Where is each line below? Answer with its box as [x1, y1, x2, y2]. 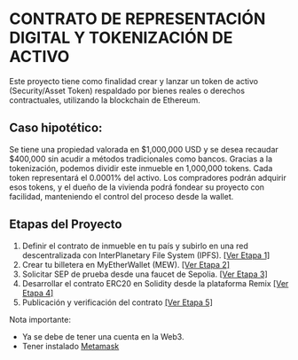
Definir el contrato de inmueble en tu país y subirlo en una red [21, 240, 248, 251]
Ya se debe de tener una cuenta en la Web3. [21, 331, 184, 341]
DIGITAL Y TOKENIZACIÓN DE [9, 27, 233, 48]
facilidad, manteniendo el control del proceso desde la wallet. [9, 191, 234, 201]
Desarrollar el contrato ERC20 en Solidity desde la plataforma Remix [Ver [21, 278, 289, 288]
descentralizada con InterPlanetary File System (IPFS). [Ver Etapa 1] [21, 249, 271, 261]
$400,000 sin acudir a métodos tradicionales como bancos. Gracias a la [9, 153, 273, 164]
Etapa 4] [21, 287, 54, 298]
